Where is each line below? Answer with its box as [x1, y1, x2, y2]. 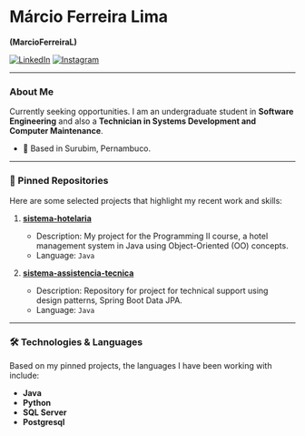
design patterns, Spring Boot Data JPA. [35, 294, 183, 306]
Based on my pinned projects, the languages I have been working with [9, 360, 272, 370]
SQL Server [22, 407, 67, 418]
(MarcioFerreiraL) [9, 36, 77, 47]
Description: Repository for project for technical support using [35, 285, 269, 296]
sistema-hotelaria [22, 212, 93, 224]
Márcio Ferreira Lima [9, 6, 168, 27]
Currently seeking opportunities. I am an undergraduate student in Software [9, 106, 294, 117]
